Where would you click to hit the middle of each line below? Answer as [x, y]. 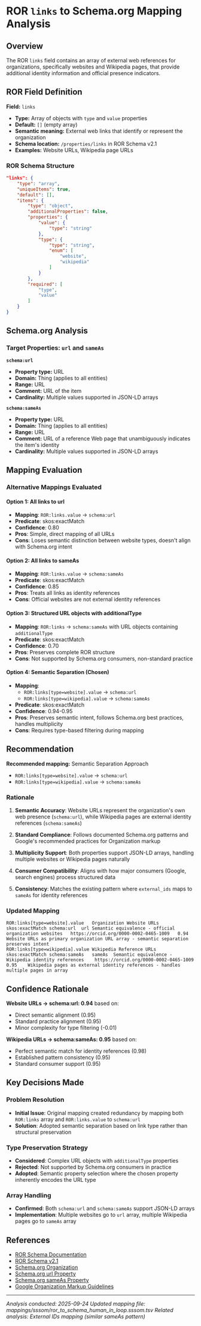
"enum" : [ [61, 251]
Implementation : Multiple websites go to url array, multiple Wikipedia [101, 1215]
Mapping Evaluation [44, 470]
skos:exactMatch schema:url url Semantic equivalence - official [91, 929]
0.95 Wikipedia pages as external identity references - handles [93, 966]
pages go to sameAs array [45, 1221]
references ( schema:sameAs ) [48, 823]
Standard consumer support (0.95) [58, 1064]
